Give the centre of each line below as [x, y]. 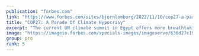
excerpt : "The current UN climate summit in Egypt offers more [86, 28]
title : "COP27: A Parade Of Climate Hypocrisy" [66, 22]
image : [14, 33]
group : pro [20, 38]
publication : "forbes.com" [39, 11]
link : [13, 17]
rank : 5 [16, 44]
